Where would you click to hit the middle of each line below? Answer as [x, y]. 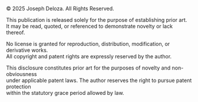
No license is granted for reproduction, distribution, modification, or [88, 44]
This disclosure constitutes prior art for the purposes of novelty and [88, 68]
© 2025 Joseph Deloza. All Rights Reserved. [60, 9]
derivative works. [27, 50]
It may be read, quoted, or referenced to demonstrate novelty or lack [89, 26]
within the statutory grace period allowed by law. [65, 93]
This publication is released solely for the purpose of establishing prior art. [97, 20]
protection [19, 87]
